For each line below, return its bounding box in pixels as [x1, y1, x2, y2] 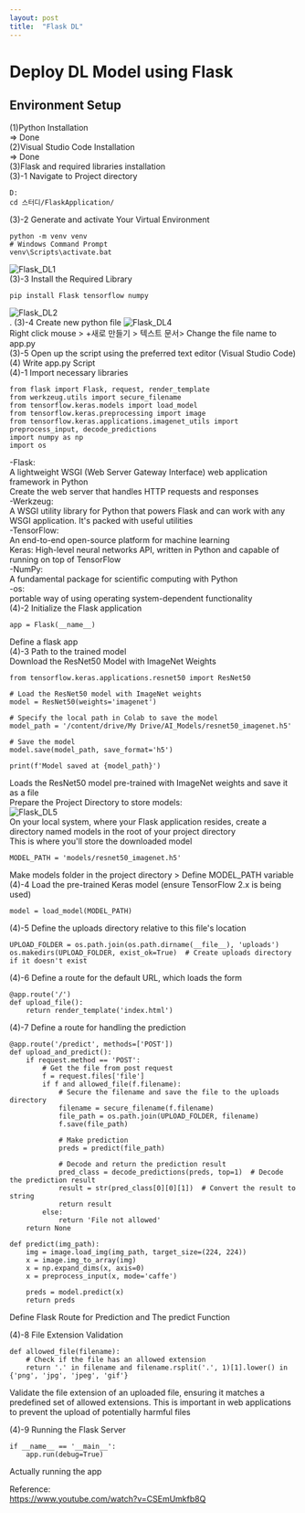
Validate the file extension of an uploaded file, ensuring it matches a [9, 1387, 265, 1398]
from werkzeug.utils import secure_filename [9, 392, 182, 402]
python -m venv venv [9, 231, 89, 240]
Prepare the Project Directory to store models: [9, 796, 183, 807]
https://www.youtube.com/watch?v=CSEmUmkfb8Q [9, 1493, 206, 1504]
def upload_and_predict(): [9, 1048, 112, 1057]
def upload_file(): [9, 997, 84, 1007]
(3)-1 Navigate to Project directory [9, 170, 138, 181]
